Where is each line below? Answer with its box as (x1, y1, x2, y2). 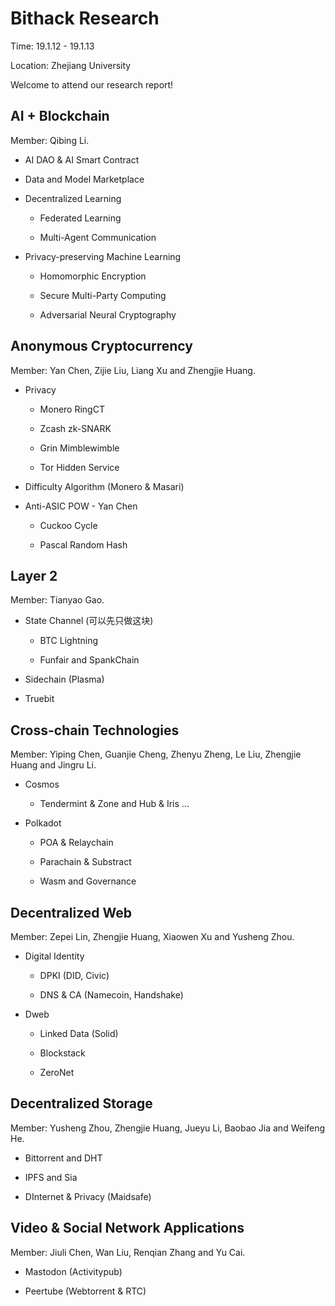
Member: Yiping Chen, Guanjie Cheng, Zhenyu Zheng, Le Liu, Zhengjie (10, 748, 302, 761)
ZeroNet (39, 1067, 75, 1078)
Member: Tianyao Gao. (10, 594, 105, 606)
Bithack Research (10, 7, 160, 30)
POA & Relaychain (39, 837, 114, 849)
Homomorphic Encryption (39, 270, 147, 282)
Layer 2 (10, 567, 58, 584)
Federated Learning (39, 212, 122, 224)
